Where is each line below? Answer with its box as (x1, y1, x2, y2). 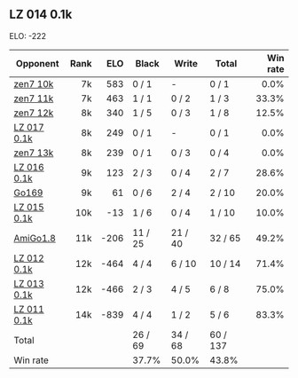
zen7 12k (13, 106, 54, 119)
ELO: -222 (9, 30, 47, 41)
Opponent (16, 57, 59, 69)
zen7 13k (13, 146, 54, 159)
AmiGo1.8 (13, 232, 56, 244)
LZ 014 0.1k (9, 7, 73, 22)
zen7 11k (13, 92, 54, 105)
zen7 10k (13, 77, 54, 90)
